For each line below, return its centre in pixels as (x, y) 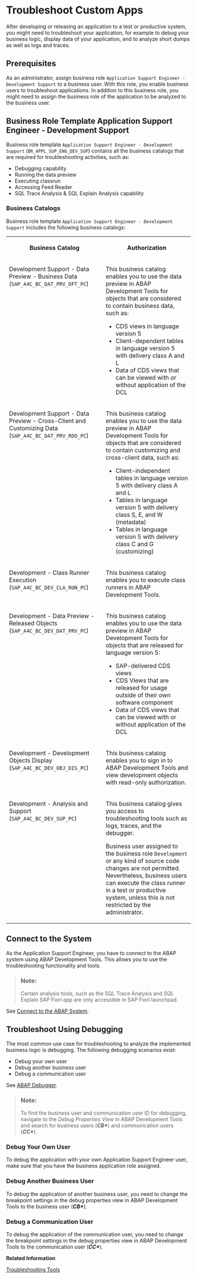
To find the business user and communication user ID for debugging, (103, 1113)
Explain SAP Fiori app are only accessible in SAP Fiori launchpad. (99, 999)
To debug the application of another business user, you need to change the (97, 1194)
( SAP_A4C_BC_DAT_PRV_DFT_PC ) (49, 283)
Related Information (31, 1258)
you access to (125, 811)
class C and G (135, 544)
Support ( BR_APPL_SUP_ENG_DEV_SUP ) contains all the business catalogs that (95, 151)
